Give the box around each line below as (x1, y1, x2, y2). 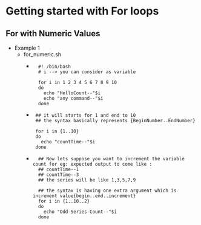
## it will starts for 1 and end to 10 (35, 112, 136, 119)
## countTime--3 (38, 172, 79, 178)
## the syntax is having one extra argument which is (38, 187, 177, 194)
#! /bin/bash (38, 64, 71, 70)
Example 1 (14, 44, 40, 51)
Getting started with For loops (5, 4, 159, 18)
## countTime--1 (38, 166, 79, 172)
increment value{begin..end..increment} (32, 193, 136, 199)
